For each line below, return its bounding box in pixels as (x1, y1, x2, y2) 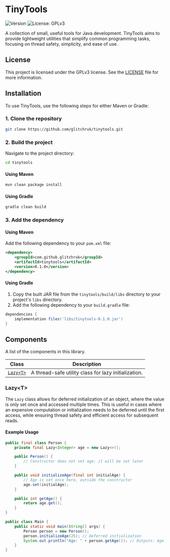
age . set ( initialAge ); (23, 482, 69, 487)
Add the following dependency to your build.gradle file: (12, 302, 130, 308)
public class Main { (5, 519, 49, 525)
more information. (5, 75, 42, 81)
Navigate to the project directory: (5, 151, 74, 157)
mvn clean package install (5, 182, 62, 188)
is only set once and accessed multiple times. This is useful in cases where (5, 401, 162, 407)
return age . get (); (23, 501, 62, 506)
